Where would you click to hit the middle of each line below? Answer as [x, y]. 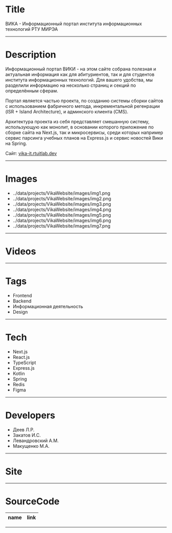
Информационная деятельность [48, 306]
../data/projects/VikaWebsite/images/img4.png [62, 210]
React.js [21, 357]
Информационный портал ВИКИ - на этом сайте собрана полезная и [81, 69]
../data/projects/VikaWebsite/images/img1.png [61, 193]
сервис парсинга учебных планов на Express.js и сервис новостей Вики [84, 138]
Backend [22, 301]
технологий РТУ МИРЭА [31, 29]
